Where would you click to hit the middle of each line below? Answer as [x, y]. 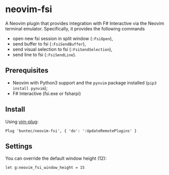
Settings [19, 146]
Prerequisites [27, 71]
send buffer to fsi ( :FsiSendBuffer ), [49, 43]
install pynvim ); [30, 88]
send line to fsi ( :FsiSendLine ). [44, 55]
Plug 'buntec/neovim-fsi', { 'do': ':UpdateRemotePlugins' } [71, 131]
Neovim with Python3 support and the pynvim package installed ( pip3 [85, 82]
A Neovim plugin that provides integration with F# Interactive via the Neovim [85, 23]
